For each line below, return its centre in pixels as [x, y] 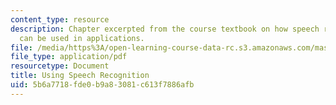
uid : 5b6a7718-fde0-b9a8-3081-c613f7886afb [102, 85]
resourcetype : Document [60, 66]
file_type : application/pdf [69, 57]
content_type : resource [60, 19]
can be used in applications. [82, 38]
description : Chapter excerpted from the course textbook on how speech [165, 29]
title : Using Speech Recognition [80, 76]
